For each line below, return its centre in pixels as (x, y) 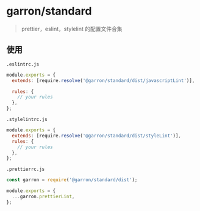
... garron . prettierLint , (43, 196)
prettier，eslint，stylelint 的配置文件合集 (72, 29)
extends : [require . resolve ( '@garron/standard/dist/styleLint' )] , (97, 136)
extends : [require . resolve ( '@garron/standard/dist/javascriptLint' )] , (103, 80)
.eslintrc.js (23, 64)
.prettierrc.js (26, 169)
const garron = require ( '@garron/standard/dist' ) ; (72, 180)
